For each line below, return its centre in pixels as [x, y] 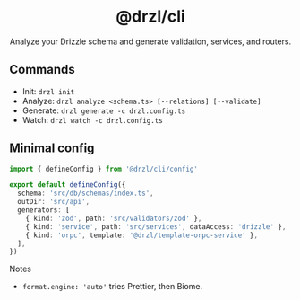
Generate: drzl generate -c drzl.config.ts [104, 110]
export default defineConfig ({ [68, 185]
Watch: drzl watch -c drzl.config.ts [92, 119]
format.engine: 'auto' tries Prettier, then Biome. [112, 287]
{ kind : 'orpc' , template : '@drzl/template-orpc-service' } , [141, 235]
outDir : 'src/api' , [54, 202]
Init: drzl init [48, 91]
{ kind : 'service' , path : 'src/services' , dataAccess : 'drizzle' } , [156, 226]
